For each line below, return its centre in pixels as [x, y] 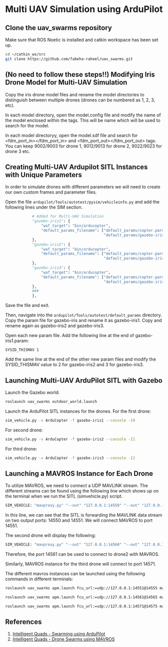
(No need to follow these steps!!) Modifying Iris [80, 74]
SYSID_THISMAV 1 [22, 350]
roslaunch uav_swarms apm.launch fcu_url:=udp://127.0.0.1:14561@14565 [81, 597]
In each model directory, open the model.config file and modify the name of [83, 115]
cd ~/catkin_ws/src [25, 54]
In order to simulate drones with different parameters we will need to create [83, 187]
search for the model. [27, 125]
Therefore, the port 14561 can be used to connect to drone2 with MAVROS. [82, 554]
